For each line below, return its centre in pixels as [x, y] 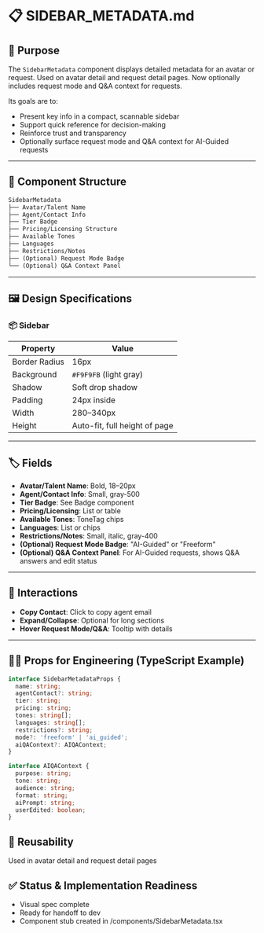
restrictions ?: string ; [54, 730]
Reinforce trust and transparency [73, 133]
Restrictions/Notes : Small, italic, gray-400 [89, 536]
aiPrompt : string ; [46, 803]
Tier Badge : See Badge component [77, 503]
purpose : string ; [44, 773]
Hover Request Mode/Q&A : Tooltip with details [96, 628]
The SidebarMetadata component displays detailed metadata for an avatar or [132, 69]
